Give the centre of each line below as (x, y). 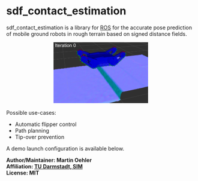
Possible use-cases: (31, 113)
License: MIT (23, 173)
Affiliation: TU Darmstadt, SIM (44, 167)
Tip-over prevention (40, 137)
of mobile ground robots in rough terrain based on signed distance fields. (97, 33)
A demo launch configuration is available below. (65, 149)
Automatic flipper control (46, 124)
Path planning (32, 131)
